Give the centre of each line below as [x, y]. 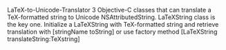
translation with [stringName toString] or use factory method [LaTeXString [112, 32]
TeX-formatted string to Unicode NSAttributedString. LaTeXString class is [111, 17]
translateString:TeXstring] [44, 39]
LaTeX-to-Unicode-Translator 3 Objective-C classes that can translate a [110, 10]
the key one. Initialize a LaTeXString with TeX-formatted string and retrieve [113, 24]
